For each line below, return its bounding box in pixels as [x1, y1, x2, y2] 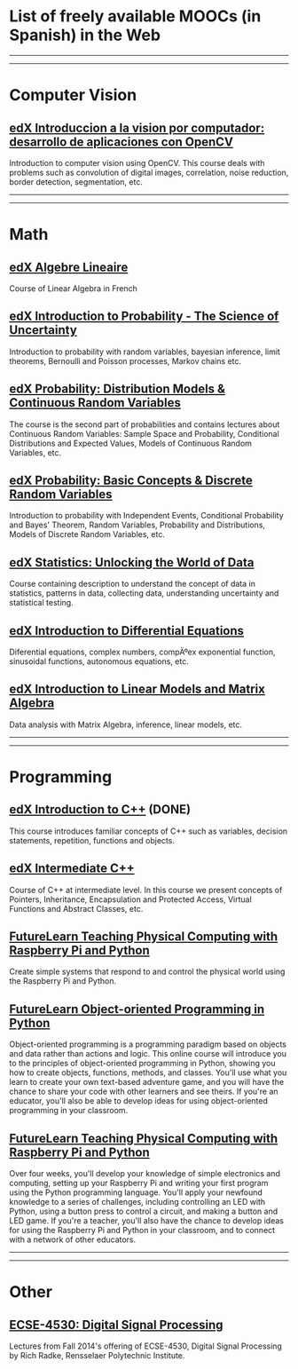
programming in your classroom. [9, 1105, 129, 1116]
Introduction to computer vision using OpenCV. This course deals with [9, 157, 265, 168]
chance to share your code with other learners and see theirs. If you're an [9, 1086, 278, 1097]
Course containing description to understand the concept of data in [9, 579, 255, 590]
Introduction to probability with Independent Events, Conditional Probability [9, 510, 284, 521]
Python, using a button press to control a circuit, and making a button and [9, 1206, 278, 1217]
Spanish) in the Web [9, 25, 161, 45]
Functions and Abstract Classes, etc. [9, 903, 144, 914]
